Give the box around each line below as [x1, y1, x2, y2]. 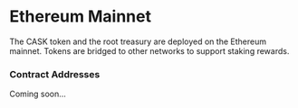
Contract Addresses [9, 67, 101, 80]
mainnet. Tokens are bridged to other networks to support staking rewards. [9, 45, 290, 56]
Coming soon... [9, 88, 66, 100]
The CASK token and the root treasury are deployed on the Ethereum [9, 36, 267, 47]
